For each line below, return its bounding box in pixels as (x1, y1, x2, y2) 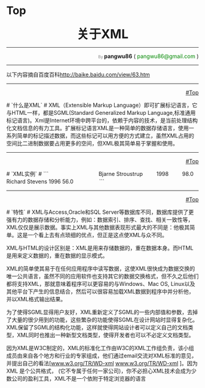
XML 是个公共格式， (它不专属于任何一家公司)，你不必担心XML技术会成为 (6, 367, 192, 375)
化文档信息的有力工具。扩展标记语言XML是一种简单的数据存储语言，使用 (6, 124, 189, 131)
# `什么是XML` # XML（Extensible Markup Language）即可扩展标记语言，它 (6, 101, 198, 109)
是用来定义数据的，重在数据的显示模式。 (6, 252, 108, 259)
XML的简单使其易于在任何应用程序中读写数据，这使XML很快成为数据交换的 (6, 265, 195, 272)
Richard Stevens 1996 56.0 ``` (6, 178, 105, 185)
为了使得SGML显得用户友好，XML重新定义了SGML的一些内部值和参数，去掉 (6, 308, 198, 315)
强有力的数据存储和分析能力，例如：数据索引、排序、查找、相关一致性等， (6, 216, 193, 223)
